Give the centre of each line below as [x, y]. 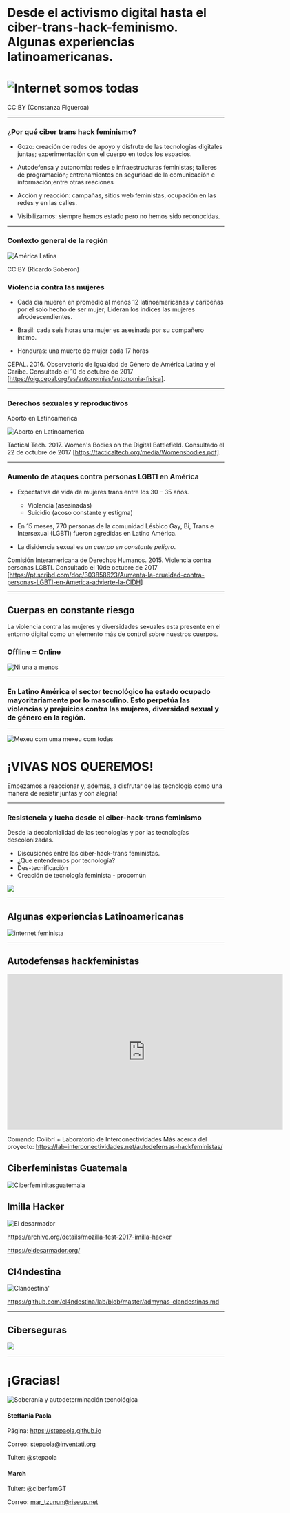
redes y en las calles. [47, 203]
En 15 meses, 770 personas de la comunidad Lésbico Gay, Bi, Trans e [115, 526]
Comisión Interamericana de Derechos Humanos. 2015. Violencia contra [109, 560]
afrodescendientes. [45, 317]
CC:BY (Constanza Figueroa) [48, 108]
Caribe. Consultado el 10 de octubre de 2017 [70, 372]
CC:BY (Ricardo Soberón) [43, 269]
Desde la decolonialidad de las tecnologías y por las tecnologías [98, 833]
